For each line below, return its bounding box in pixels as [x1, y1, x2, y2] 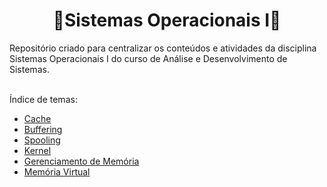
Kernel [23, 144, 52, 156]
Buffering [23, 123, 63, 135]
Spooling [23, 134, 61, 146]
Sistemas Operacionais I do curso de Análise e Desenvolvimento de [9, 52, 288, 64]
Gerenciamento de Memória [23, 155, 140, 167]
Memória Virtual [23, 165, 91, 178]
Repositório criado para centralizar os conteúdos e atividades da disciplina [9, 42, 317, 54]
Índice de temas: [9, 93, 78, 105]
